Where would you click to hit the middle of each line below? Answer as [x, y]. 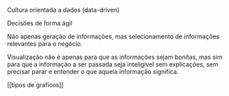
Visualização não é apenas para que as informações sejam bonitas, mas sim [115, 57]
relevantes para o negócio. [45, 44]
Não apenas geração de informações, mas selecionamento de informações [113, 36]
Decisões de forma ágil [40, 23]
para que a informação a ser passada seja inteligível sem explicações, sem [113, 64]
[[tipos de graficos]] [35, 85]
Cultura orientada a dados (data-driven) [63, 10]
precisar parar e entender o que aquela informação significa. [93, 72]
